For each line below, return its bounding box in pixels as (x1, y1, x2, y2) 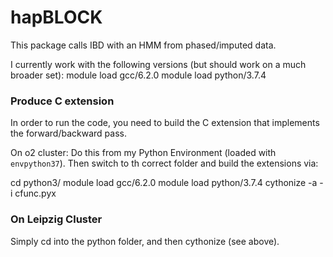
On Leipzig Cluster (10, 212, 103, 226)
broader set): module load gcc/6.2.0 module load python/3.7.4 (10, 69, 267, 81)
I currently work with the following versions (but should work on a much (10, 58, 307, 70)
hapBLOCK (10, 6, 103, 29)
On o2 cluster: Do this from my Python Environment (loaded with (10, 147, 277, 159)
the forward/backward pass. (10, 127, 127, 140)
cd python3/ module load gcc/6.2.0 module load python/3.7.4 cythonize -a (10, 177, 318, 189)
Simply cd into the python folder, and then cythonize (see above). (10, 235, 280, 247)
